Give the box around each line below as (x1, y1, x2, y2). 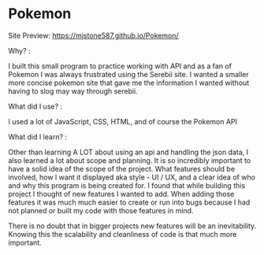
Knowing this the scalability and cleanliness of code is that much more (8, 229, 237, 238)
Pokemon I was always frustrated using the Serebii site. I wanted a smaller (8, 69, 250, 79)
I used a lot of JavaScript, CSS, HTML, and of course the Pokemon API (8, 116, 238, 126)
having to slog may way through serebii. (8, 86, 138, 95)
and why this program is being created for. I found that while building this (8, 180, 246, 190)
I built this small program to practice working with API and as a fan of (8, 61, 232, 71)
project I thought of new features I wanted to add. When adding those (8, 189, 235, 198)
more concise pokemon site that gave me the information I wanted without (8, 78, 250, 87)
